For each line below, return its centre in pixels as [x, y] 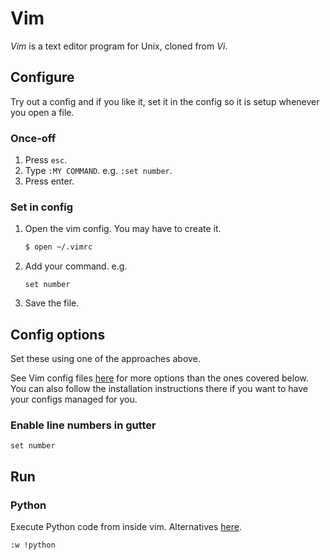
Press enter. [49, 181]
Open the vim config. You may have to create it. [123, 229]
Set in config [42, 207]
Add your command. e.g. [76, 266]
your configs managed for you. [74, 399]
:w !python [33, 545]
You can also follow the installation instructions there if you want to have [159, 389]
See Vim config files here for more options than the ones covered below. [159, 378]
